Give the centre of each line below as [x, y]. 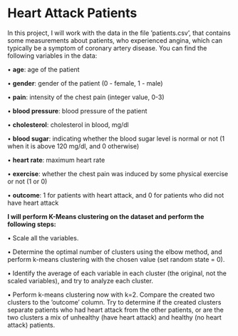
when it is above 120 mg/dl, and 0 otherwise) [73, 146]
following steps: [32, 224]
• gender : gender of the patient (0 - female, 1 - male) [85, 83]
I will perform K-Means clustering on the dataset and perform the [106, 216]
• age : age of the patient [43, 69]
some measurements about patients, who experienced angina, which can [115, 40]
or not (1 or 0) [27, 181]
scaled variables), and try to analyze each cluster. [81, 280]
